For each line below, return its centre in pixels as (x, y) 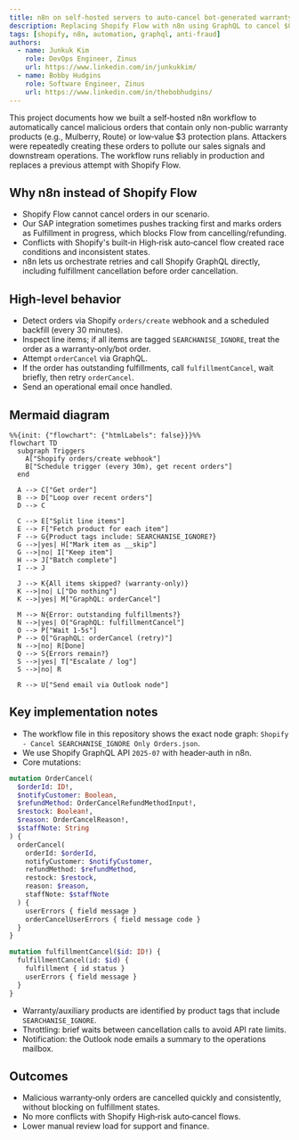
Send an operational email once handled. (97, 387)
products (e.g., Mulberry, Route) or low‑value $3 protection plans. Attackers (148, 136)
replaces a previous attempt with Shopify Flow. (95, 165)
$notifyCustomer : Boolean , (67, 795)
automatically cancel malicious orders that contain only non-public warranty (149, 127)
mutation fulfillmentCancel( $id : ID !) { (85, 952)
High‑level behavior (65, 299)
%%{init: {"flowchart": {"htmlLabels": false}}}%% (105, 435)
